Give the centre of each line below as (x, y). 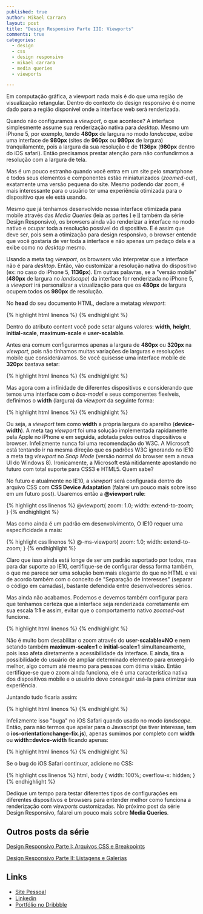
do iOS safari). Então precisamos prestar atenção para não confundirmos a (100, 153)
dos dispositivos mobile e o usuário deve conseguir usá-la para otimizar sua (101, 679)
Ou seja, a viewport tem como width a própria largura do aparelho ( (91, 424)
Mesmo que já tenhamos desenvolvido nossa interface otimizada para (94, 209)
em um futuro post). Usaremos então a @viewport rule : (76, 494)
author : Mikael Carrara (36, 18)
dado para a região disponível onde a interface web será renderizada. (93, 109)
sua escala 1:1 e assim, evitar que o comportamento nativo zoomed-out (95, 610)
